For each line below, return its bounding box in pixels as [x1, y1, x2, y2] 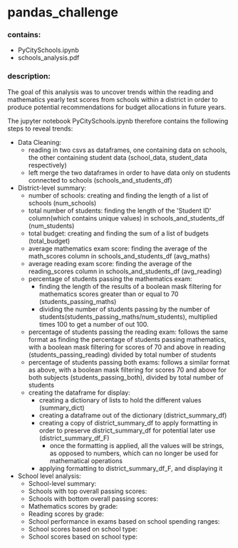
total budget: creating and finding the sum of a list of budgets [28, 229, 209, 238]
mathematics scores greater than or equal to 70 [38, 290, 179, 298]
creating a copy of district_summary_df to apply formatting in [38, 418, 219, 427]
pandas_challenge [7, 4, 119, 21]
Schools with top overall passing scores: [28, 487, 148, 495]
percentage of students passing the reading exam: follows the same [28, 328, 229, 336]
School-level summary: [28, 479, 97, 487]
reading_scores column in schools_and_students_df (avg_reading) [28, 267, 222, 275]
